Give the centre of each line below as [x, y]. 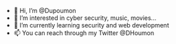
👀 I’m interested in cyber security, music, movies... [85, 18]
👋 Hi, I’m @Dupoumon [45, 11]
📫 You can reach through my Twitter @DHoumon [84, 33]
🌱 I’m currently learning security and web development [91, 25]
